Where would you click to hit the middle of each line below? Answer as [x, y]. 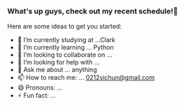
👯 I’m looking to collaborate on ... [65, 55]
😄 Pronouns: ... [40, 87]
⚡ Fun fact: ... [36, 96]
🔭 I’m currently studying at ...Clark [66, 40]
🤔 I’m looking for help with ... [58, 62]
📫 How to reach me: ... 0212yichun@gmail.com [86, 78]
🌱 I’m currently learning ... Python [65, 48]
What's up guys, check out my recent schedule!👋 [93, 11]
